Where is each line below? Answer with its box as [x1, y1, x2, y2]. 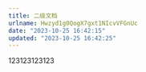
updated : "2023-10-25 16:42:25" [8, 34, 116, 42]
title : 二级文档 [8, 11, 58, 20]
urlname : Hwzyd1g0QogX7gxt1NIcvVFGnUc [8, 19, 138, 27]
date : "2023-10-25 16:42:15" [8, 26, 106, 34]
